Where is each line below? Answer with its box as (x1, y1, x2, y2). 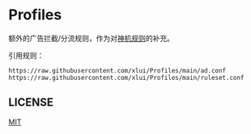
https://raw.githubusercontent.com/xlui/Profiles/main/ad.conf (8, 66, 227, 74)
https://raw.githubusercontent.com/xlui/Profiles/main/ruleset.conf (8, 73, 245, 82)
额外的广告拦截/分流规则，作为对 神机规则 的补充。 (8, 33, 175, 43)
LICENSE (8, 95, 54, 110)
